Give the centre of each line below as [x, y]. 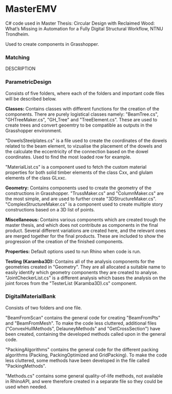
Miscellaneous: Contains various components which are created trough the [85, 220]
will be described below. [31, 99]
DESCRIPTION [21, 69]
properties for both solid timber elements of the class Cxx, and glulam [79, 172]
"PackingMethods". [26, 366]
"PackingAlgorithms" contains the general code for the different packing [82, 349]
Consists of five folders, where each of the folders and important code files [85, 93]
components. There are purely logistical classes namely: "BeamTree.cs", [82, 114]
